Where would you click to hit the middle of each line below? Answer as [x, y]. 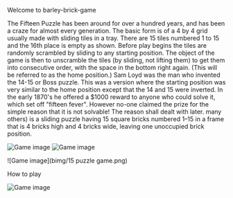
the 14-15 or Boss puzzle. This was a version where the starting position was [116, 82]
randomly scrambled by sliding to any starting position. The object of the [111, 53]
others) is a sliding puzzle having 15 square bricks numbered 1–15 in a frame [115, 119]
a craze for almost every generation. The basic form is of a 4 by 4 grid [107, 31]
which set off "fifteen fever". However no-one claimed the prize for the [108, 104]
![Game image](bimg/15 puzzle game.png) [68, 161]
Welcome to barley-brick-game [52, 10]
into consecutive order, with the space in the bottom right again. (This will [112, 67]
